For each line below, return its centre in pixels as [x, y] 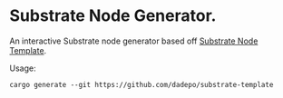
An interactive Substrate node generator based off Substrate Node [134, 41]
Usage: [23, 68]
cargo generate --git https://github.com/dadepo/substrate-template [141, 84]
